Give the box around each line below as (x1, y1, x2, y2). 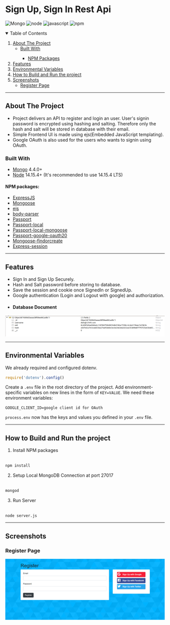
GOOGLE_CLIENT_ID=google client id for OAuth (5, 405, 103, 411)
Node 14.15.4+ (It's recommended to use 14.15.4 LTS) (12, 172, 123, 178)
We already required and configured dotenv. (5, 365, 98, 371)
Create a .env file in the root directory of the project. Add (5, 384, 124, 390)
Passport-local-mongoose (12, 227, 68, 233)
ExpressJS (12, 194, 35, 201)
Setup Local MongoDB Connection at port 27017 (12, 472, 114, 478)
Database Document (12, 304, 57, 310)
